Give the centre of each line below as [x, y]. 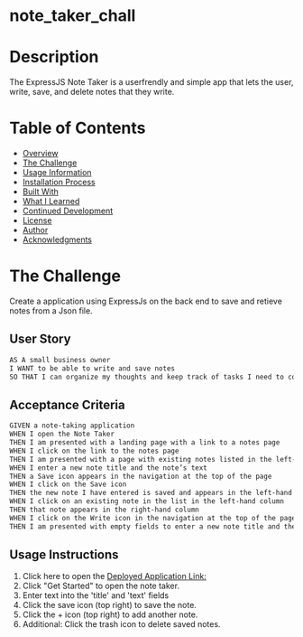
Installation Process [59, 183]
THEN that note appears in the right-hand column [105, 510]
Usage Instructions [64, 555]
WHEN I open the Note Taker [62, 435]
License [37, 220]
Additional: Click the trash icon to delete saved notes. [121, 624]
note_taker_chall [73, 16]
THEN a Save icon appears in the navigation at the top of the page [141, 476]
